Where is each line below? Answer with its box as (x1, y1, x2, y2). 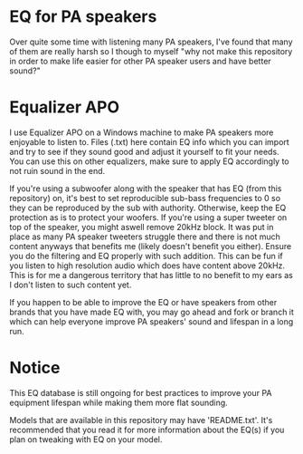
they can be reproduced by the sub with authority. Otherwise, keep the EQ (9, 202, 287, 213)
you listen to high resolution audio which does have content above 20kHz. (9, 260, 286, 271)
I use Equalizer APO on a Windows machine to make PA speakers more (9, 127, 274, 138)
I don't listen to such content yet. (9, 279, 132, 290)
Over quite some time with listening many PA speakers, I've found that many (9, 36, 293, 47)
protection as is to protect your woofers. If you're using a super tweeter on (9, 211, 288, 223)
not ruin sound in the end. (9, 165, 106, 176)
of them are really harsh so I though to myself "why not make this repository (9, 45, 293, 56)
